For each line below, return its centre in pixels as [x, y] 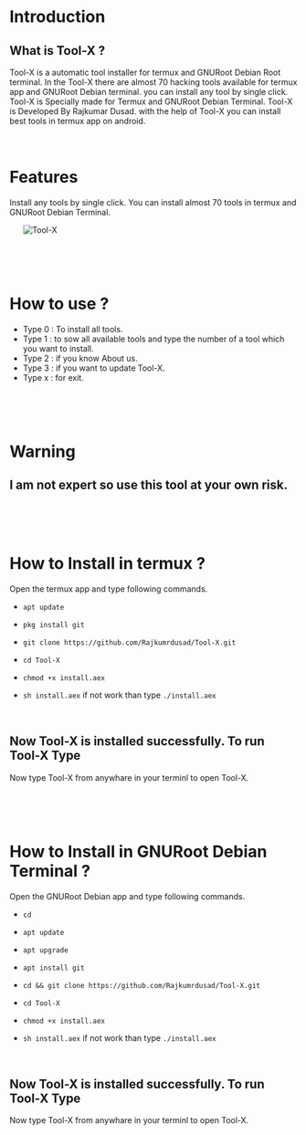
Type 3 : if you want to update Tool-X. [94, 368]
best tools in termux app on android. [78, 121]
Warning [42, 452]
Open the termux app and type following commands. [109, 589]
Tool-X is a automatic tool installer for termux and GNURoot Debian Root [145, 72]
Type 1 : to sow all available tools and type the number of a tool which [153, 339]
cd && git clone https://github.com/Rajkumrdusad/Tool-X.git [142, 985]
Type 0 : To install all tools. [73, 329]
